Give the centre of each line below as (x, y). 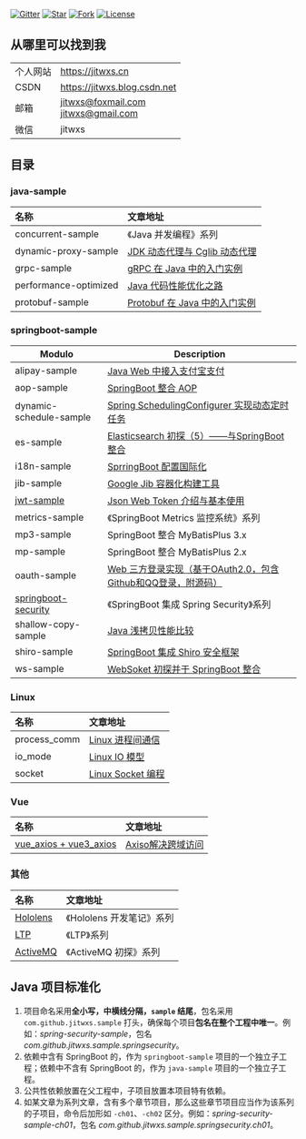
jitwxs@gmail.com (99, 113)
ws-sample (39, 668)
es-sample (39, 442)
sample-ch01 (48, 1124)
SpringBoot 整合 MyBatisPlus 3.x (177, 534)
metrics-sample (49, 517)
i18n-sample (43, 466)
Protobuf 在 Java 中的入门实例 (192, 302)
